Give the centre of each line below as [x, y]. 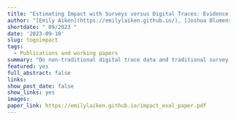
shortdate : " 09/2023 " [42, 27]
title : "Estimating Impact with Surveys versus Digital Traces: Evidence [118, 14]
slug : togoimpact [33, 40]
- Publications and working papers [66, 54]
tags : [15, 47]
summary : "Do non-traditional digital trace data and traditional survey [118, 60]
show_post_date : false [41, 86]
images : [19, 100]
